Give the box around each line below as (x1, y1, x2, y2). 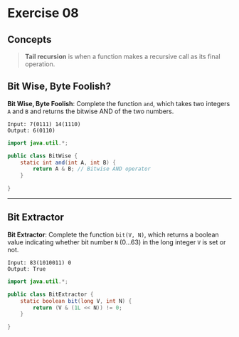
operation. (24, 60, 55, 68)
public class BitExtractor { (7, 291, 94, 298)
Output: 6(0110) (7, 127, 55, 134)
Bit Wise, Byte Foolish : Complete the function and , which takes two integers (7, 99, 230, 108)
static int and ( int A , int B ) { (20, 159, 116, 166)
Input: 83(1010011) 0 (7, 259, 72, 266)
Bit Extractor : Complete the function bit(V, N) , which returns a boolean (7, 230, 219, 239)
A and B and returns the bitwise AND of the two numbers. (7, 107, 174, 115)
